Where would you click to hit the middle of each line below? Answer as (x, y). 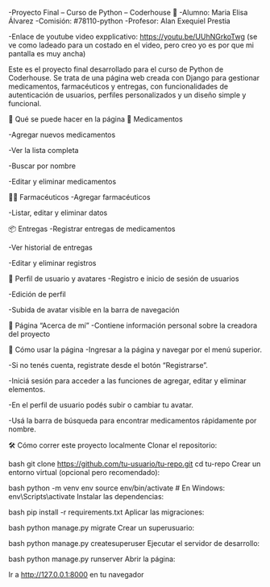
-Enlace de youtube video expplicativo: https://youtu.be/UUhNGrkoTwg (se (133, 37)
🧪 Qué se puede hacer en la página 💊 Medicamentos (96, 119)
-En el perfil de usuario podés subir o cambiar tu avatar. (101, 405)
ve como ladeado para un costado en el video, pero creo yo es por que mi (131, 45)
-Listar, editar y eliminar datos (58, 213)
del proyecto (29, 334)
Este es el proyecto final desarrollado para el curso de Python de (116, 69)
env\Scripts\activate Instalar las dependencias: (86, 496)
